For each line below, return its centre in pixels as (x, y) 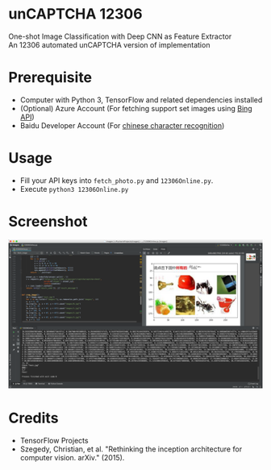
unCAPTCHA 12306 (75, 14)
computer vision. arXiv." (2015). (72, 458)
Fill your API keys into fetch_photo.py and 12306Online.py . (117, 180)
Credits (33, 418)
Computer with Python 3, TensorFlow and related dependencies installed (141, 100)
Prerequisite (50, 78)
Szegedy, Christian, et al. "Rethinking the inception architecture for (131, 449)
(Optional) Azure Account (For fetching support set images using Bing (136, 108)
